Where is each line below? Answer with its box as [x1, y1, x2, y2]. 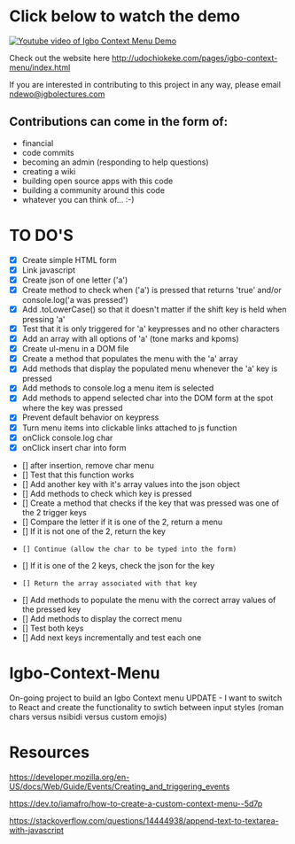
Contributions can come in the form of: [9, 114, 229, 129]
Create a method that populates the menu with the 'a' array [21, 353, 238, 364]
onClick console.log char [21, 432, 113, 443]
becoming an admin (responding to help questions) [21, 157, 210, 167]
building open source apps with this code [21, 175, 174, 186]
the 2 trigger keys [21, 507, 87, 517]
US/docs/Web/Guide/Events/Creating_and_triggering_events [9, 781, 230, 792]
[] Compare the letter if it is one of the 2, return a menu [21, 516, 223, 527]
